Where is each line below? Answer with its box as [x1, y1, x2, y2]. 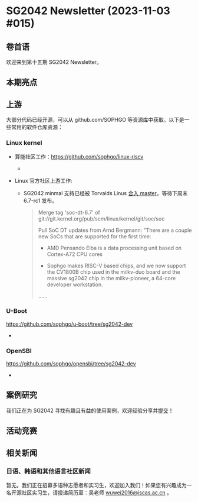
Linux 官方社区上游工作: [14, 177, 72, 184]
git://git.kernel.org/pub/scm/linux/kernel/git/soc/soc [38, 215, 165, 222]
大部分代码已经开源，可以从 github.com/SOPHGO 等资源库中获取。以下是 [6, 116, 184, 124]
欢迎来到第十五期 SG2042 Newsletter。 [6, 59, 102, 66]
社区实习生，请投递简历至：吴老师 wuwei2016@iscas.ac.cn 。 [21, 489, 172, 496]
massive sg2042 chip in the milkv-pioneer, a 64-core [47, 274, 176, 281]
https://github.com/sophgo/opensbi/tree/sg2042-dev [6, 360, 137, 367]
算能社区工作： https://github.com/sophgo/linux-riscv [14, 153, 144, 160]
